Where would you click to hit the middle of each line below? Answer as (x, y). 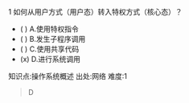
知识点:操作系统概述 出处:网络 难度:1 (68, 76)
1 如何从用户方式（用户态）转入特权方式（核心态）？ (95, 12)
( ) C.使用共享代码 (49, 49)
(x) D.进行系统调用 (50, 59)
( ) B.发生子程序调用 (53, 39)
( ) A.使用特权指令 (49, 29)
